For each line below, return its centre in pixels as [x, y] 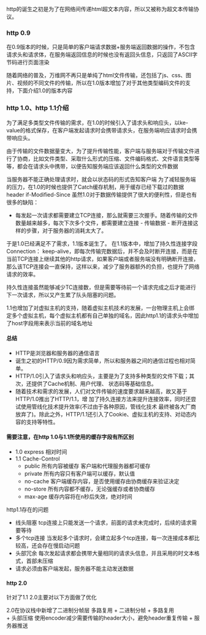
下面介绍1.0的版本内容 [45, 91]
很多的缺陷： [22, 202]
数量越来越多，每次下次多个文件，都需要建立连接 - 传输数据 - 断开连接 [104, 223]
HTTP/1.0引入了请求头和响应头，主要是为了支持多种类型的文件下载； [102, 376]
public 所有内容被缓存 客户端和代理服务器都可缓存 [87, 466]
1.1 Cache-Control [37, 459]
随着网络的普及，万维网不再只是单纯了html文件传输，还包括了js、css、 [96, 75]
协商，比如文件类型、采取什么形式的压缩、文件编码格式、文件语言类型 [105, 159]
